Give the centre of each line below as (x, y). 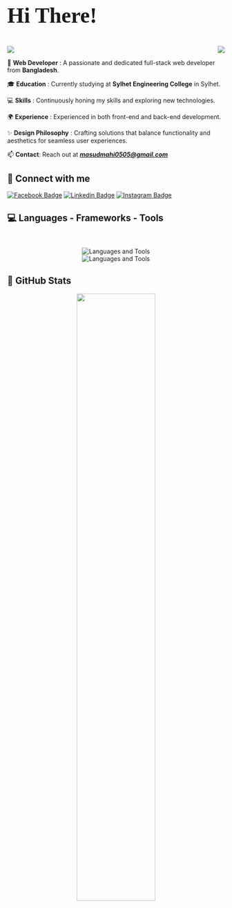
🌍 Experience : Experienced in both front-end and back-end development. (114, 116)
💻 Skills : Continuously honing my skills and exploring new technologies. (111, 100)
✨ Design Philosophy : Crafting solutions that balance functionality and (109, 133)
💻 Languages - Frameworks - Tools (85, 218)
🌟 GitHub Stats (39, 281)
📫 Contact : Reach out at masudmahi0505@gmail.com (88, 154)
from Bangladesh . (33, 70)
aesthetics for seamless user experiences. (67, 140)
